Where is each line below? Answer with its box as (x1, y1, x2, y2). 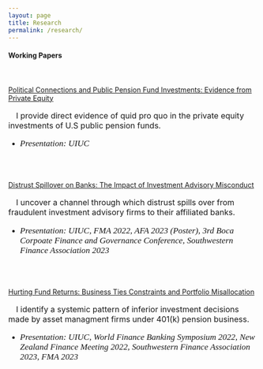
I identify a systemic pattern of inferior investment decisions (15, 304, 239, 315)
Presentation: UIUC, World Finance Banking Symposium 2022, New (19, 332, 255, 343)
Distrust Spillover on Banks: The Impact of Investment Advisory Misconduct (8, 181, 254, 190)
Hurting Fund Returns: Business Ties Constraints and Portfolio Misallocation (8, 287, 255, 296)
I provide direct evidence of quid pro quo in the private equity (15, 110, 245, 121)
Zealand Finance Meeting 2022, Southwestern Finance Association (19, 342, 250, 352)
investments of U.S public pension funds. (8, 120, 161, 131)
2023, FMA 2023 (19, 352, 79, 363)
